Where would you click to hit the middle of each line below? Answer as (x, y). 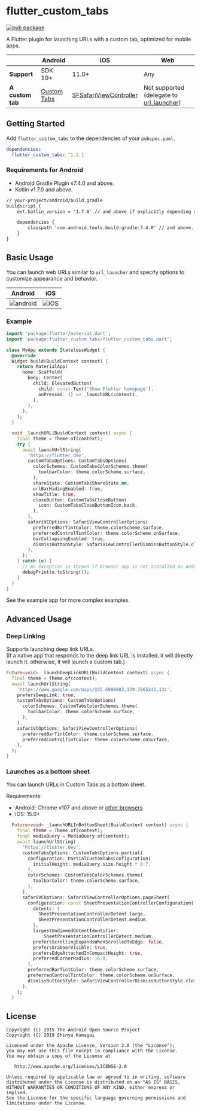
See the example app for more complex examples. (68, 600)
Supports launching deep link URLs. (50, 649)
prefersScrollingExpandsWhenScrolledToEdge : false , (98, 942)
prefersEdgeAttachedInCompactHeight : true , (88, 953)
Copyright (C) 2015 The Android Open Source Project (73, 1030)
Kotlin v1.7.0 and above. (44, 189)
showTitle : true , (54, 494)
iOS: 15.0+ (28, 814)
